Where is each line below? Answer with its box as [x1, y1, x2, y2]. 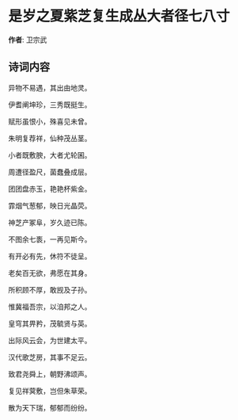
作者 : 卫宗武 [8, 35, 47, 44]
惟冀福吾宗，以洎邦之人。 [8, 302, 92, 311]
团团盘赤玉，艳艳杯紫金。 [8, 184, 92, 193]
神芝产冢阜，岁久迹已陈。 [8, 217, 92, 227]
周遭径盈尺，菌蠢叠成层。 [8, 167, 92, 177]
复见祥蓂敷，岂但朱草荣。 [8, 386, 92, 395]
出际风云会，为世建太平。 [8, 335, 92, 345]
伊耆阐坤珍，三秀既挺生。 [8, 100, 92, 109]
